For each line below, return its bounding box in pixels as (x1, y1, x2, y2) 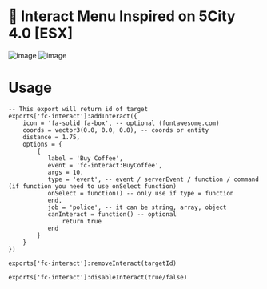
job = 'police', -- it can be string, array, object (47, 203, 227, 211)
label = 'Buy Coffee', (47, 154, 124, 163)
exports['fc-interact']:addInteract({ (8, 112, 137, 120)
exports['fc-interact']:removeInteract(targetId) (8, 259, 177, 267)
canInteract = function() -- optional (47, 210, 177, 219)
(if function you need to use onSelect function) (8, 182, 177, 191)
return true (62, 217, 102, 225)
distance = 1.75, (22, 133, 81, 141)
